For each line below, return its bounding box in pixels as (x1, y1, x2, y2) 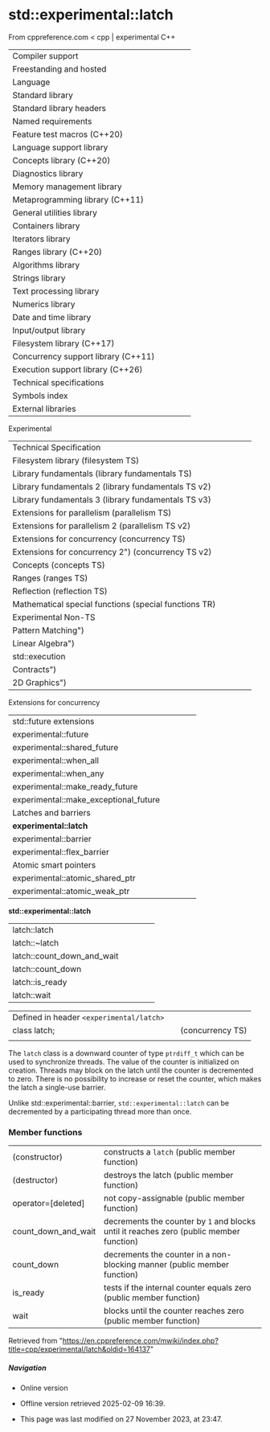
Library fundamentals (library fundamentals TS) (12, 468, 193, 479)
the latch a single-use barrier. (8, 1082, 106, 1092)
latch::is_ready (12, 976, 67, 987)
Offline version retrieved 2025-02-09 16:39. (19, 1399, 166, 1409)
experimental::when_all (12, 754, 99, 765)
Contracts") (12, 663, 57, 675)
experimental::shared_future (12, 741, 119, 753)
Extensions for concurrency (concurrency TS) (12, 533, 186, 544)
